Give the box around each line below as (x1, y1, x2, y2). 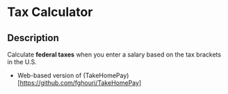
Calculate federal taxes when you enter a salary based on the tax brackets (7, 50, 221, 58)
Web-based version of (17, 71, 82, 79)
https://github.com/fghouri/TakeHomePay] (19, 79, 142, 87)
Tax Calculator (7, 4, 93, 20)
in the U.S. (7, 58, 37, 66)
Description (7, 32, 59, 44)
